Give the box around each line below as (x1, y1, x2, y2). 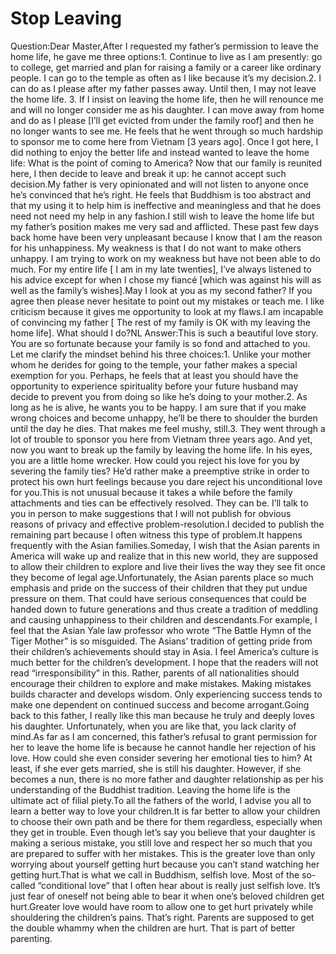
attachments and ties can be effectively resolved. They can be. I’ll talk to (10, 497, 309, 509)
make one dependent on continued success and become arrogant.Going (10, 698, 310, 711)
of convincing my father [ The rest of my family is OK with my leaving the (10, 316, 311, 328)
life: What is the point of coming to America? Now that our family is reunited (10, 157, 323, 169)
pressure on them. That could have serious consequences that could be (10, 592, 307, 604)
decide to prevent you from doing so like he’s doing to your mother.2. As (10, 390, 308, 402)
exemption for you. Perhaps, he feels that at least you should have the (10, 369, 299, 381)
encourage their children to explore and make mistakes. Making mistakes (10, 677, 312, 689)
